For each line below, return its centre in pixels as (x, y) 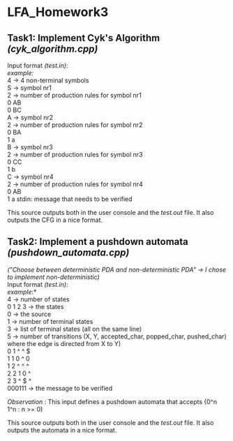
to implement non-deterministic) (53, 277)
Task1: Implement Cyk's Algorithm (84, 38)
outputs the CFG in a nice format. (55, 220)
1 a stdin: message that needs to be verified (70, 199)
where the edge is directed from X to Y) (64, 343)
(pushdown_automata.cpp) (68, 253)
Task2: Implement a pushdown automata (98, 242)
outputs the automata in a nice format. (62, 430)
